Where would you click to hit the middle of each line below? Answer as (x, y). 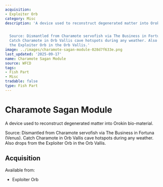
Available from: (20, 170)
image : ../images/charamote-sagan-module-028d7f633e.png (64, 50)
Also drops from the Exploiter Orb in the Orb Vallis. (56, 143)
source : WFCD (18, 63)
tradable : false (21, 81)
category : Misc (20, 18)
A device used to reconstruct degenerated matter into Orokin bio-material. (79, 123)
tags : (10, 68)
